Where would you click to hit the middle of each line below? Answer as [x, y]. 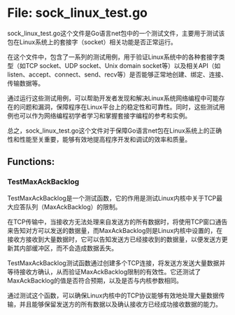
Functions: [31, 162]
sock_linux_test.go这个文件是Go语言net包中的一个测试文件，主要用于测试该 [116, 33]
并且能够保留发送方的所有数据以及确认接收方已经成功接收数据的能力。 [120, 304]
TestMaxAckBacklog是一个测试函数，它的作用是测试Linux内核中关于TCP [112, 198]
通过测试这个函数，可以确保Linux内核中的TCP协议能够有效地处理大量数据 [113, 295]
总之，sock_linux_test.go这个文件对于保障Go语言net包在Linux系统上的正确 [115, 130]
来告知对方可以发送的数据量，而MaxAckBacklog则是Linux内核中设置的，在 [115, 230]
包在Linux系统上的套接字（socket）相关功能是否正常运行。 [92, 42]
